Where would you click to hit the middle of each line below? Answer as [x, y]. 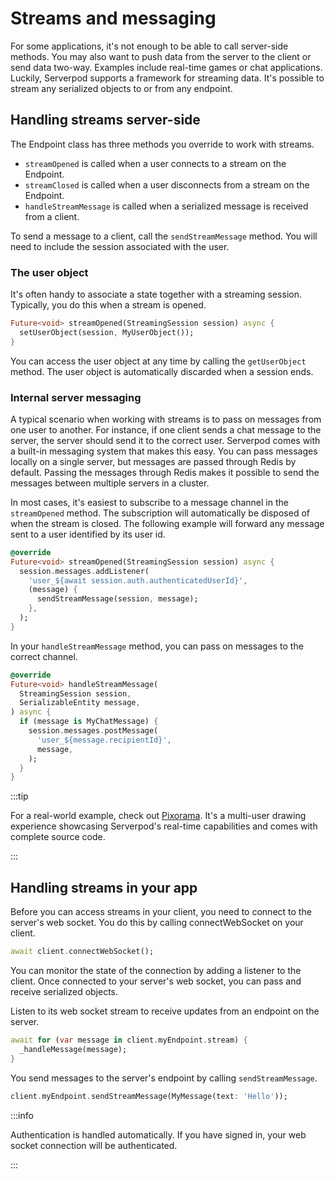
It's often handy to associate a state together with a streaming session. [156, 294]
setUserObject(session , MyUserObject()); [107, 332]
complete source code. [58, 837]
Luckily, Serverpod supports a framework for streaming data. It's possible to [167, 78]
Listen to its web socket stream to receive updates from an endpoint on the [165, 1011]
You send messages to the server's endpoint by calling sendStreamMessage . [164, 1078]
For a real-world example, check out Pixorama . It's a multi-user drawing [158, 816]
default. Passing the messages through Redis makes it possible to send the [165, 472]
